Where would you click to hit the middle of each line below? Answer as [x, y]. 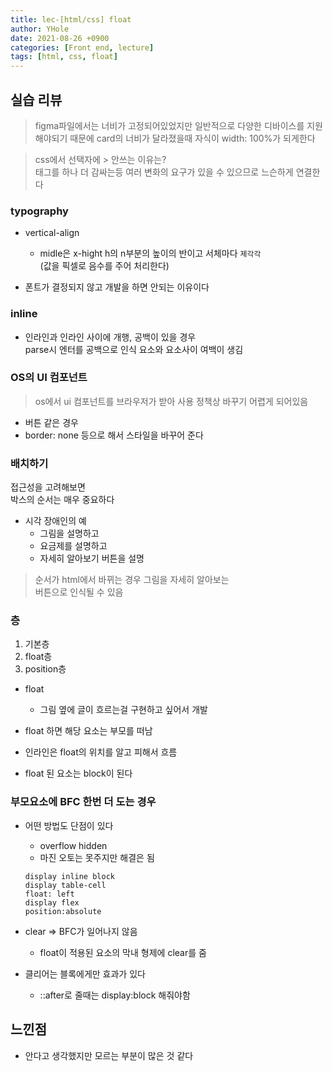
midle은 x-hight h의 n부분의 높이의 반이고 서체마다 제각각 [150, 253]
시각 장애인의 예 [55, 521]
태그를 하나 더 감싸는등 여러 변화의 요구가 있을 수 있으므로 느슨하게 [164, 172]
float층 [38, 657]
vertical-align [52, 233]
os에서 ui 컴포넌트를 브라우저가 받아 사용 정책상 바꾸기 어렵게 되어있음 [171, 401]
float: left [49, 894]
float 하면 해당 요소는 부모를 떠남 [88, 731]
